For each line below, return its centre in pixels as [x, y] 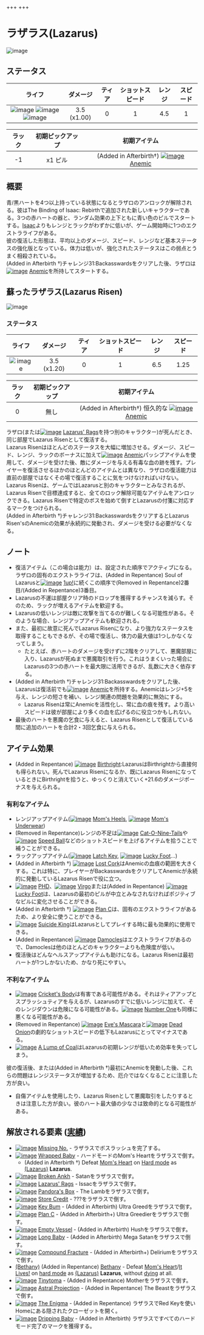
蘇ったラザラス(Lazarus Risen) [64, 292]
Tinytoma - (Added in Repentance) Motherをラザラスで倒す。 [115, 1280]
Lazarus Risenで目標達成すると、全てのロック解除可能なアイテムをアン [95, 492]
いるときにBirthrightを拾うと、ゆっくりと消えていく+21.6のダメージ [100, 779]
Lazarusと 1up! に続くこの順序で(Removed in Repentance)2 [99, 583]
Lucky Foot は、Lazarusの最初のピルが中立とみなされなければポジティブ [105, 894]
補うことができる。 [39, 848]
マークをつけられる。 [38, 508]
